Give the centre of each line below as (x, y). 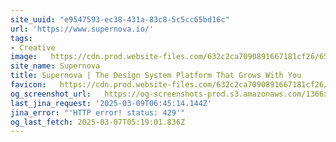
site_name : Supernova (55, 66)
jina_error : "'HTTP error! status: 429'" (98, 112)
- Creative (33, 47)
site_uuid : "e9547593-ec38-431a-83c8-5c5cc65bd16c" (120, 19)
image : (24, 57)
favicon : (28, 85)
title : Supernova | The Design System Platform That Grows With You (156, 76)
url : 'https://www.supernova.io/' (82, 29)
